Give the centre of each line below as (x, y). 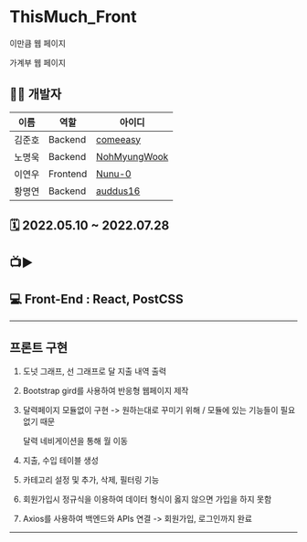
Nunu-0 (113, 174)
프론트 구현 (39, 348)
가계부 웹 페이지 (38, 62)
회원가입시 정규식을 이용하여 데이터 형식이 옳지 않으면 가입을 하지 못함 (147, 499)
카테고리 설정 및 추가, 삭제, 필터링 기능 (91, 480)
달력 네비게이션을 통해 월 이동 (75, 441)
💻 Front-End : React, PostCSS (97, 299)
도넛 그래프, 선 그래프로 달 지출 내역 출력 (95, 371)
